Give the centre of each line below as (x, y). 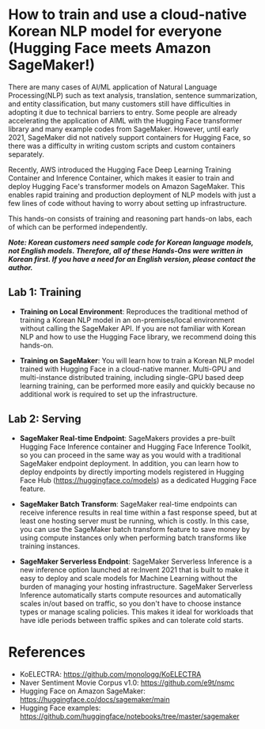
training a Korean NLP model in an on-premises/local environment (127, 320)
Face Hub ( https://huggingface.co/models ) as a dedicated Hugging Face (138, 480)
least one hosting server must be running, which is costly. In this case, (134, 521)
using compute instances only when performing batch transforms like (133, 537)
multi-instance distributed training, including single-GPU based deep (132, 377)
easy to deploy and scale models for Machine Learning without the (129, 578)
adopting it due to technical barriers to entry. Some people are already (123, 112)
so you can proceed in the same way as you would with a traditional (130, 455)
